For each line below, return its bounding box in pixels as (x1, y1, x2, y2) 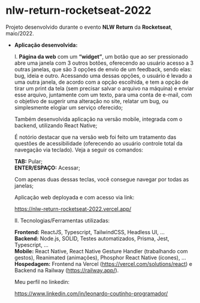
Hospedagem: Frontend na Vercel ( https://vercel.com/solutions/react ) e (14, 260, 193, 267)
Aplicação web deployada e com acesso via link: (14, 193, 135, 201)
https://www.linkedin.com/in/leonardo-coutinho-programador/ (14, 290, 168, 297)
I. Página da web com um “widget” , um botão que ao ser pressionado (14, 53, 189, 60)
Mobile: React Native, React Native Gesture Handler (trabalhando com (14, 247, 188, 254)
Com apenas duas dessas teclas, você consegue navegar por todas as (14, 175, 189, 183)
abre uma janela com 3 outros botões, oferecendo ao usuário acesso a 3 (14, 59, 194, 66)
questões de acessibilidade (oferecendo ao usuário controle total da (14, 140, 183, 147)
